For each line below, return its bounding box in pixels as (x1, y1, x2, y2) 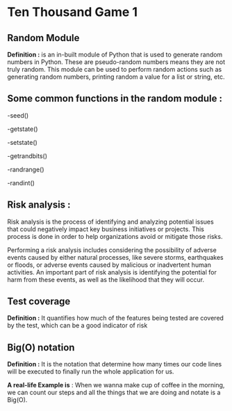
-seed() (7, 111, 29, 119)
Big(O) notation (7, 341, 75, 353)
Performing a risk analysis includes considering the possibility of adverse (7, 245, 217, 254)
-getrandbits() (7, 151, 47, 160)
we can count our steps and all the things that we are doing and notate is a (7, 388, 221, 397)
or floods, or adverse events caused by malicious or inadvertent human (7, 261, 212, 269)
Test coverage (7, 295, 71, 307)
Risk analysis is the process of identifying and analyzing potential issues (7, 217, 214, 226)
